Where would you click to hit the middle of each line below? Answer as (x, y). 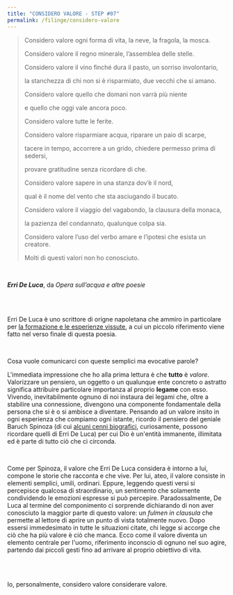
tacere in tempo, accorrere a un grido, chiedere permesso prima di (120, 148)
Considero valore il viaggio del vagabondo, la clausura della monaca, (123, 209)
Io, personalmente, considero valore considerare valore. (87, 584)
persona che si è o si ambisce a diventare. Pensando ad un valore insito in (113, 412)
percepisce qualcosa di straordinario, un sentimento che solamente (104, 490)
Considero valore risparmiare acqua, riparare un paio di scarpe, (115, 135)
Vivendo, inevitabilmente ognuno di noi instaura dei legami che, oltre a (108, 397)
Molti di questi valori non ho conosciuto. (82, 257)
